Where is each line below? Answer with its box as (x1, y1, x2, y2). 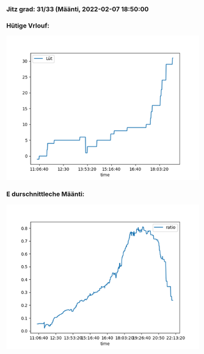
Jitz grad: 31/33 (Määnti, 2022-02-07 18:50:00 (6, 5, 149, 13)
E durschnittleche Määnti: (6, 190, 85, 198)
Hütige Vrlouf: (6, 21, 50, 29)
